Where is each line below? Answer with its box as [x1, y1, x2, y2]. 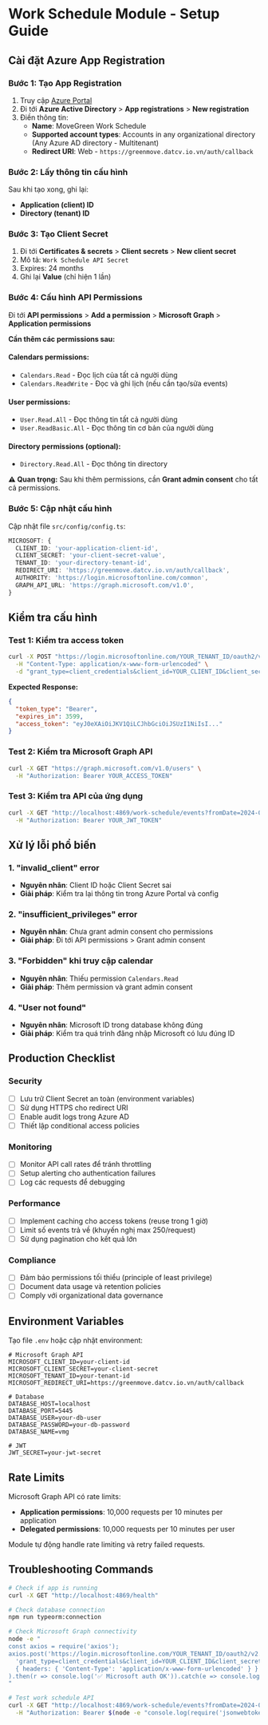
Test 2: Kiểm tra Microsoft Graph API [8, 746, 153, 757]
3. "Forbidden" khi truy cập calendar [8, 955, 154, 966]
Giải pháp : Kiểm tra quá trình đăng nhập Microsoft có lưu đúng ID [19, 1029, 235, 1038]
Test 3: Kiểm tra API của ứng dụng [8, 791, 144, 802]
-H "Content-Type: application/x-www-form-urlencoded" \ [15, 660, 209, 668]
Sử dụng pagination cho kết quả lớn [19, 1234, 137, 1243]
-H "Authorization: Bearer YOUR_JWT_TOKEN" [15, 816, 162, 824]
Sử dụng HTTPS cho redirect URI [19, 1103, 129, 1112]
